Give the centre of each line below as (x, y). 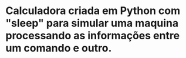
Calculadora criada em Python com (93, 11)
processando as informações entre (93, 36)
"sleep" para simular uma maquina (92, 23)
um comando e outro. (59, 48)
